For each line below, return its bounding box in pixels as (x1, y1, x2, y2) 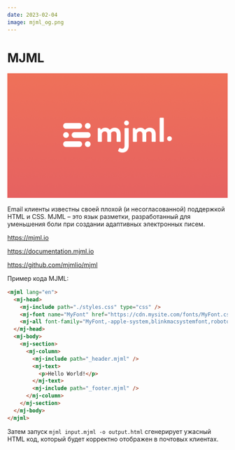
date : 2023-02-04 (7, 11, 58, 18)
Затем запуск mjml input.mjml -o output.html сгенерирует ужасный (7, 427, 212, 435)
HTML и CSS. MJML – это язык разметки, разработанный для (7, 212, 191, 220)
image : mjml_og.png (7, 18, 64, 26)
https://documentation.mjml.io (7, 246, 94, 256)
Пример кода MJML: (7, 274, 69, 282)
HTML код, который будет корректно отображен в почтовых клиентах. (7, 435, 219, 443)
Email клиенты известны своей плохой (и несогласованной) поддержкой (7, 204, 225, 213)
